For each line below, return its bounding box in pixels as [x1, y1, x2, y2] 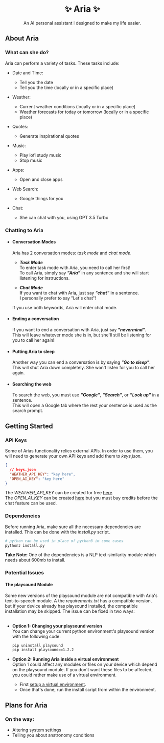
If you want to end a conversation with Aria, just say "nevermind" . [12, 327, 146, 332]
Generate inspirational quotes [19, 133, 79, 139]
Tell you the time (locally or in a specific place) [19, 85, 114, 90]
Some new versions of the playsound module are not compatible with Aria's [5, 593, 158, 598]
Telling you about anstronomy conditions [12, 732, 94, 738]
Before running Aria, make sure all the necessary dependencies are [5, 524, 141, 530]
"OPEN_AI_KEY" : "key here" [9, 476, 65, 481]
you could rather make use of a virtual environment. [12, 672, 117, 678]
